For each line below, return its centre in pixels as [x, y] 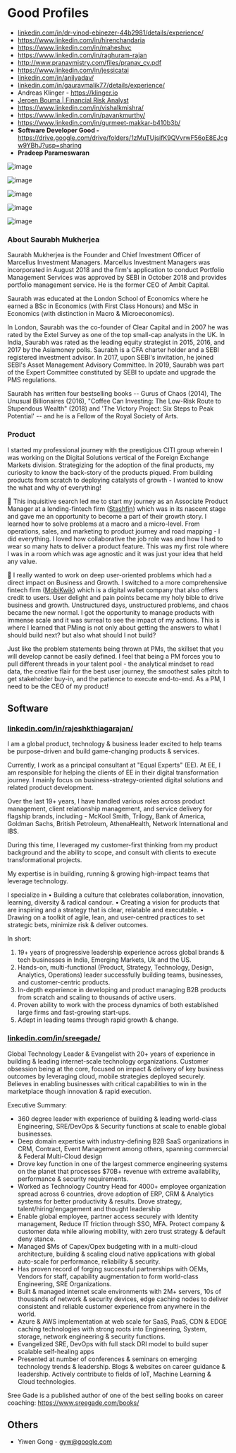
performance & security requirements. [73, 1179]
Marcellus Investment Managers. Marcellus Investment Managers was [109, 262]
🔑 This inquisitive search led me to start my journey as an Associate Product [118, 501]
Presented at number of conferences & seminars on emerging [107, 1359]
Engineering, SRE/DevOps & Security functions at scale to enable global [122, 1126]
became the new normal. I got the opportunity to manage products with [111, 612]
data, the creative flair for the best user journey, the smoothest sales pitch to [118, 671]
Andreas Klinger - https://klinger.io [68, 93]
